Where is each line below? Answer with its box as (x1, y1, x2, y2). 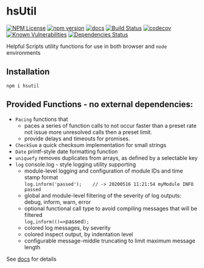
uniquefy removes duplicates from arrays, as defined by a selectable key (15, 154, 198, 162)
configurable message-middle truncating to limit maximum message (24, 237, 196, 244)
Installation (6, 67, 50, 77)
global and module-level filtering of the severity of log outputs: (24, 191, 181, 199)
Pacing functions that (15, 115, 68, 123)
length (24, 243, 41, 250)
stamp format (24, 173, 58, 180)
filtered (24, 211, 43, 218)
